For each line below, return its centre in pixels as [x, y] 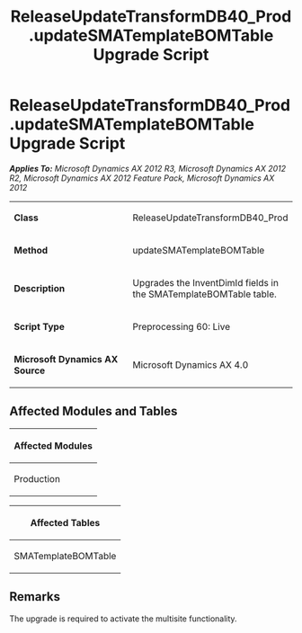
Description [40, 288]
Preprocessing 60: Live [182, 326]
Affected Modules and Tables [93, 411]
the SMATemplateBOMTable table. [204, 294]
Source [30, 370]
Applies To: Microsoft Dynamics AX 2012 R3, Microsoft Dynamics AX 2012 [148, 168]
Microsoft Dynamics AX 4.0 [191, 364]
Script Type [39, 326]
